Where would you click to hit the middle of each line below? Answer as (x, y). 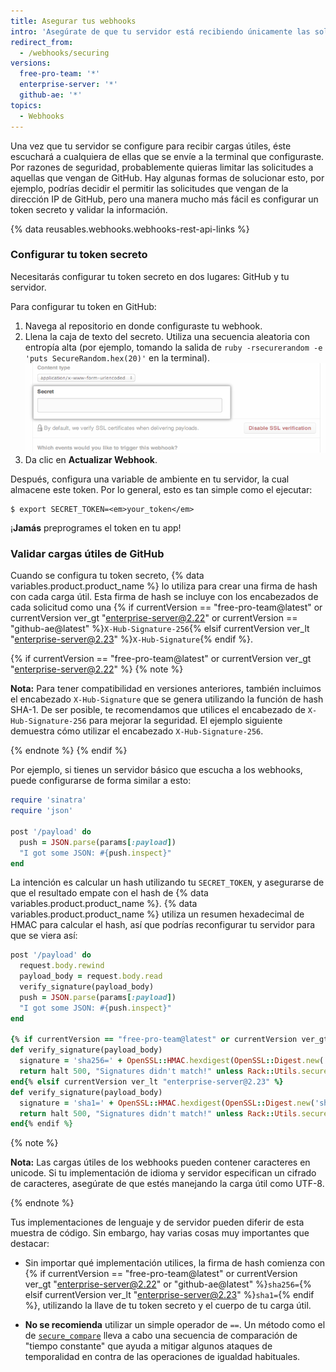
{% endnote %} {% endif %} (69, 751)
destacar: (30, 1244)
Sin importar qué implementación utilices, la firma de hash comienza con (175, 1263)
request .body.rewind (62, 966)
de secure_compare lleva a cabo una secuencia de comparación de (161, 1336)
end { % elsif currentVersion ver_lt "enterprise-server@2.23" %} (147, 1081)
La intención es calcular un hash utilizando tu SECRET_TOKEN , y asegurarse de (167, 882)
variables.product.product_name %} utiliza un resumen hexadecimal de (157, 914)
